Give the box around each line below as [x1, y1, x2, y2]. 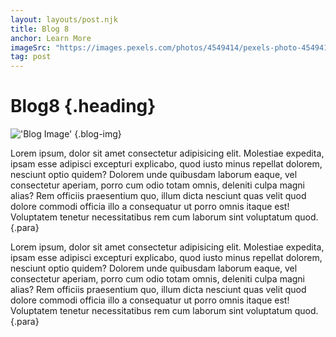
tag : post [10, 52, 52, 62]
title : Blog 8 [10, 24, 70, 34]
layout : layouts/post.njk [10, 14, 118, 25]
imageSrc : [10, 42, 52, 53]
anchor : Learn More [10, 33, 92, 43]
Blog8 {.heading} [10, 95, 157, 118]
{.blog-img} [74, 128, 122, 140]
